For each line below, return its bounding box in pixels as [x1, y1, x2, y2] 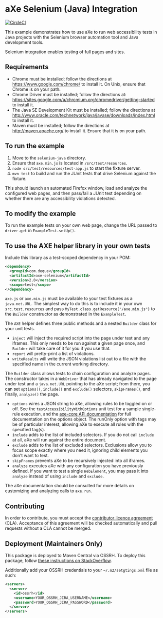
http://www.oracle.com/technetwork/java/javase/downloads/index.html [12, 112, 155, 118]
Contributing [5, 502, 45, 510]
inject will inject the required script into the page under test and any [12, 335, 150, 341]
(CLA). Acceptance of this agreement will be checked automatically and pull [5, 520, 158, 526]
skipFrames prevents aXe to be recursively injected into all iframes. [12, 458, 145, 464]
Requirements [5, 63, 49, 71]
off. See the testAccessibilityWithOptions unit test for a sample [12, 406, 141, 412]
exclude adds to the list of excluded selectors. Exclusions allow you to [12, 442, 152, 448]
